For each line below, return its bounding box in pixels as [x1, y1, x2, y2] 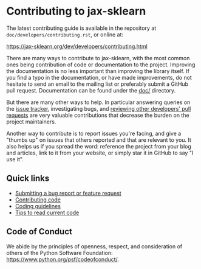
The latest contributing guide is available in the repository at [6, 24, 157, 32]
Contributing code [15, 196, 61, 203]
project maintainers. [6, 117, 56, 125]
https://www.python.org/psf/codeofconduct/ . [6, 256, 120, 263]
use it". [6, 155, 24, 162]
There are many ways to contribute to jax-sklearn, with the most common [6, 54, 190, 61]
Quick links [6, 173, 50, 184]
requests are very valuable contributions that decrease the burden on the [6, 111, 189, 119]
